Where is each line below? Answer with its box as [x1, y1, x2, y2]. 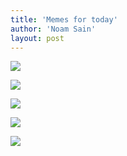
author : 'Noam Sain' [10, 24, 97, 34]
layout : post [10, 33, 65, 43]
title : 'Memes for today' [10, 14, 118, 25]
